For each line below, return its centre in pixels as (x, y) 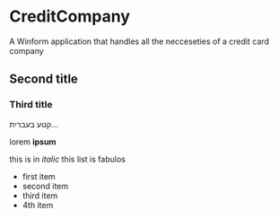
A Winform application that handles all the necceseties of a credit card (139, 41)
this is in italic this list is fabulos (67, 159)
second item (45, 186)
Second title (44, 79)
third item (40, 196)
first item (39, 176)
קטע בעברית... (34, 124)
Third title (31, 105)
